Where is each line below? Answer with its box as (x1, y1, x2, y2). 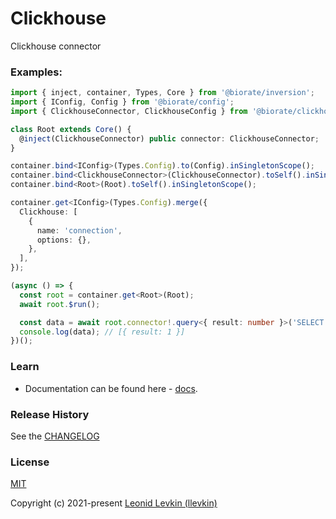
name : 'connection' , (36, 225, 123, 236)
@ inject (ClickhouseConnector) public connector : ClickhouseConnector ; (19, 133, 320, 144)
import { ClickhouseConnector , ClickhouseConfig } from (10, 106, 248, 116)
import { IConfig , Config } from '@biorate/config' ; (10, 97, 235, 107)
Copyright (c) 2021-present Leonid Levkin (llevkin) (10, 497, 218, 509)
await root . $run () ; (19, 299, 101, 309)
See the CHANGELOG (10, 430, 100, 442)
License (10, 455, 50, 469)
